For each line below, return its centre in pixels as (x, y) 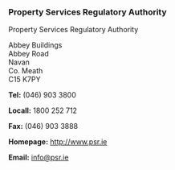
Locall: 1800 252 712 (43, 110)
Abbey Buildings (35, 45)
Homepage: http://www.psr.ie (58, 142)
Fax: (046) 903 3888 (43, 126)
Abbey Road (29, 54)
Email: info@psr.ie (39, 158)
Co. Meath (26, 71)
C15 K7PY (24, 80)
